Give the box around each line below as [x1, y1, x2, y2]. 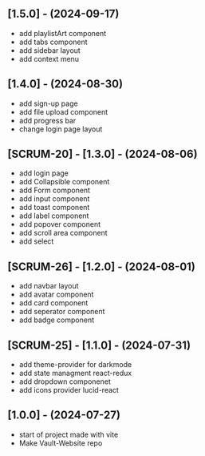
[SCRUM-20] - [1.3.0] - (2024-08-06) [7, 147, 198, 161]
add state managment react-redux [18, 369, 132, 378]
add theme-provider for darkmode [18, 360, 132, 369]
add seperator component [18, 307, 105, 317]
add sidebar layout [18, 45, 81, 55]
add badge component [18, 315, 95, 325]
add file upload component [18, 107, 108, 116]
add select [18, 236, 54, 246]
